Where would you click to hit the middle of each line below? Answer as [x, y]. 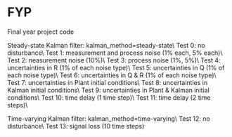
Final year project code [41, 32]
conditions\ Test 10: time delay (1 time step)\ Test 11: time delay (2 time [109, 97]
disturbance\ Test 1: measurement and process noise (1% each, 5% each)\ [115, 53]
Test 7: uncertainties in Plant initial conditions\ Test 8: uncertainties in [108, 82]
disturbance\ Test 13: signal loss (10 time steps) [76, 126]
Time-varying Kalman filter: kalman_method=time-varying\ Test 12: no [109, 118]
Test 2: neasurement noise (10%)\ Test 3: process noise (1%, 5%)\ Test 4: [114, 60]
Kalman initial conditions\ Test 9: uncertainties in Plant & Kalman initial [108, 90]
